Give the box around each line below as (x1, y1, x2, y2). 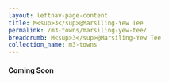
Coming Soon (8, 65, 54, 75)
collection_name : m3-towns (8, 41, 98, 49)
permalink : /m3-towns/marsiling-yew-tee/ (8, 26, 148, 34)
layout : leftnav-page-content (8, 11, 109, 20)
